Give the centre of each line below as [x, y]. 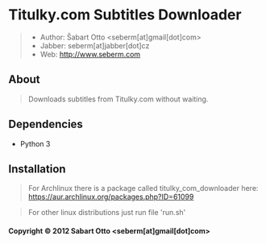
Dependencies [46, 124]
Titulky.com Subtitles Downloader [125, 15]
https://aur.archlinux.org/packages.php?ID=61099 [111, 197]
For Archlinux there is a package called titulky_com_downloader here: [143, 188]
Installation [37, 169]
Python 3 [35, 143]
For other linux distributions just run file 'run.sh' [107, 213]
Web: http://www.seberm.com [90, 54]
